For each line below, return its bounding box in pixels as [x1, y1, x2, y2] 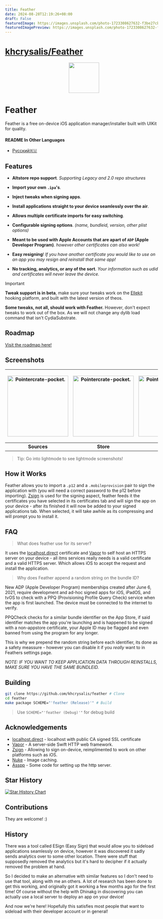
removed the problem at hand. [5, 864, 65, 869]
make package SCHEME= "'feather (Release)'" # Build [5, 700, 112, 705]
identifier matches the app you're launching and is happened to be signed [5, 620, 153, 626]
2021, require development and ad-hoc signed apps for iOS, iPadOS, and [5, 590, 151, 595]
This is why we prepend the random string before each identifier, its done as [5, 639, 158, 645]
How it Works [5, 470, 47, 478]
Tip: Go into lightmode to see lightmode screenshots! [16, 455, 123, 461]
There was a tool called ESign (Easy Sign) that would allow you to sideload [5, 843, 154, 849]
